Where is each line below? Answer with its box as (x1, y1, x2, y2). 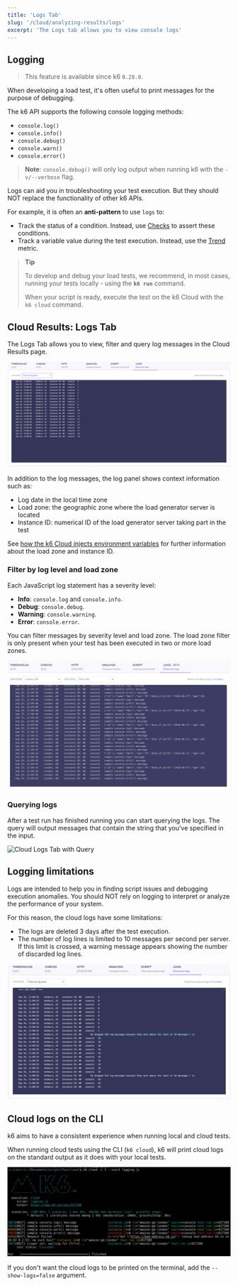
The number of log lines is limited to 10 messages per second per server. (17, 934, 230, 943)
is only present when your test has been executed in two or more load (7, 639, 211, 647)
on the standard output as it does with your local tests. (7, 1153, 166, 1162)
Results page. (7, 348, 47, 356)
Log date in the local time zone (17, 495, 108, 504)
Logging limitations (7, 866, 94, 878)
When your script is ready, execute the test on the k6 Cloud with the (24, 293, 224, 302)
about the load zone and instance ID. (7, 547, 115, 556)
